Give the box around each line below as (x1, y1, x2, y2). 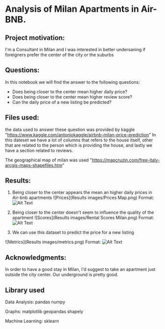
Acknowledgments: (5, 253, 67, 262)
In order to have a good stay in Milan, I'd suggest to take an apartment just (5, 266, 156, 272)
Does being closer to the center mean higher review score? (12, 94, 133, 99)
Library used (5, 286, 45, 294)
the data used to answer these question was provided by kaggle (5, 127, 135, 132)
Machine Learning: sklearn (5, 318, 59, 324)
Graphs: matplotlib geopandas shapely (5, 309, 83, 315)
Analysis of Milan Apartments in (5, 3, 139, 15)
